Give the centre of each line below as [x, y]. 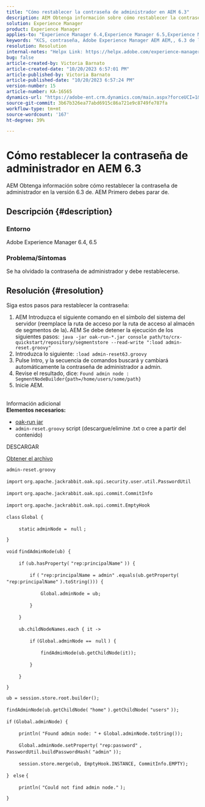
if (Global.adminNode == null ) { [73, 641]
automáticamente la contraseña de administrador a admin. [88, 366]
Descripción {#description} [59, 211]
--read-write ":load [137, 342]
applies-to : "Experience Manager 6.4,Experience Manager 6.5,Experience [101, 35]
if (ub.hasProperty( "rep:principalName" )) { [77, 563]
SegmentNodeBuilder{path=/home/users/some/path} [78, 379]
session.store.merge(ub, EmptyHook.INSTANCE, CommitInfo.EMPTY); [103, 764]
